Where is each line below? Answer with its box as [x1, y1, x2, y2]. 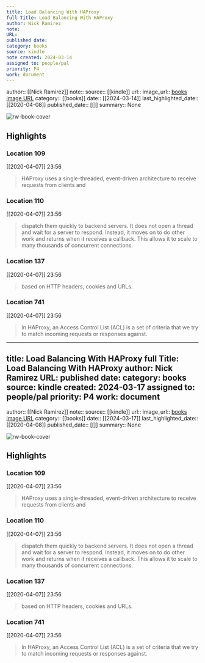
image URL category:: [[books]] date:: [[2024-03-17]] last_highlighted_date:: [6, 414, 198, 422]
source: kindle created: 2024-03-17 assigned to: [6, 383, 195, 393]
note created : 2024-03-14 [6, 54, 72, 60]
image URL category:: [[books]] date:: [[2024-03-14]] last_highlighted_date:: [6, 95, 199, 102]
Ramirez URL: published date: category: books [6, 373, 187, 383]
